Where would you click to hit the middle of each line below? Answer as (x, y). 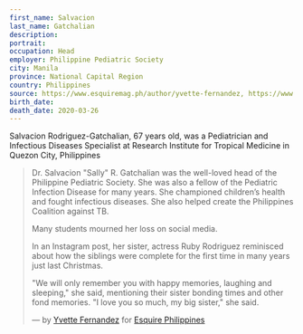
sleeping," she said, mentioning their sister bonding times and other (157, 293)
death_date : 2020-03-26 (54, 110)
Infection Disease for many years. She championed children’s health (158, 192)
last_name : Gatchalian (52, 26)
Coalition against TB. (70, 211)
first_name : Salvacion (52, 18)
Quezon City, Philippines (55, 156)
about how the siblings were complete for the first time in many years (161, 256)
